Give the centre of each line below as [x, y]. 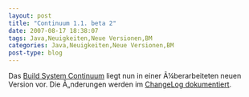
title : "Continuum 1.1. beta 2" [62, 23]
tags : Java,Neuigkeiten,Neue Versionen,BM [80, 38]
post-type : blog [35, 53]
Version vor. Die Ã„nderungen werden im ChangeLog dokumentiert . [120, 84]
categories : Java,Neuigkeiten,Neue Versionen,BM [91, 46]
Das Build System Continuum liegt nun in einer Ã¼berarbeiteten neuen [125, 76]
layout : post [30, 16]
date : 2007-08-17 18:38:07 [53, 30]
